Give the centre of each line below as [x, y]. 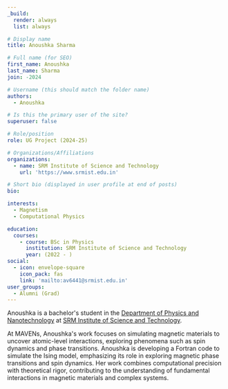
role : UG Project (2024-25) [48, 141]
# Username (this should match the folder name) [78, 90]
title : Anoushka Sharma [41, 46]
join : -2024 [24, 77]
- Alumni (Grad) [37, 293]
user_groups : [26, 287]
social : [18, 261]
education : [23, 229]
